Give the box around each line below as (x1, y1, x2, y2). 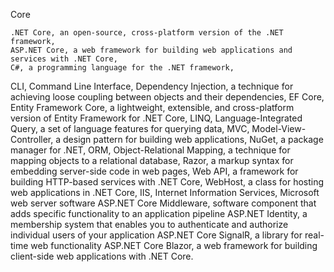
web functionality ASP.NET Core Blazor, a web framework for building (30, 240, 318, 251)
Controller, (10, 134, 54, 145)
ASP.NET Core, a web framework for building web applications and (10, 45, 293, 55)
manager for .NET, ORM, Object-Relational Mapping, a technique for (10, 144, 291, 156)
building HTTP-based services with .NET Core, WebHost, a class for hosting (10, 176, 325, 188)
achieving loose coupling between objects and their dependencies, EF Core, (10, 91, 325, 103)
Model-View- (251, 123, 307, 134)
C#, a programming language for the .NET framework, (10, 63, 235, 73)
